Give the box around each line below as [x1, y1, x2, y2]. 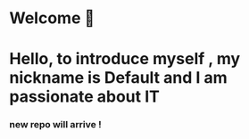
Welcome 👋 [9, 8, 95, 29]
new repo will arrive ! [9, 119, 102, 131]
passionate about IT [9, 86, 161, 107]
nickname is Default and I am [9, 68, 228, 88]
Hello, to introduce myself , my [9, 49, 241, 69]
